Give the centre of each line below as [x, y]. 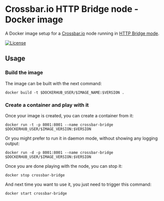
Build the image [24, 73]
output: [12, 143]
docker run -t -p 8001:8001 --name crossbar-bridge [59, 125]
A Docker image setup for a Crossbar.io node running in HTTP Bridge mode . [82, 33]
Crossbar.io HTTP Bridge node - [72, 9]
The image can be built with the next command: [53, 83]
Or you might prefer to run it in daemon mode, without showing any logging [82, 138]
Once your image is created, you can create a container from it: [69, 115]
